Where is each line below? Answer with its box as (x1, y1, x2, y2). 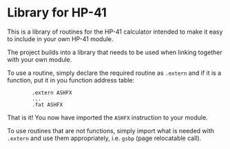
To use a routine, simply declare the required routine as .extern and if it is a (7, 69, 222, 77)
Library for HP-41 (7, 5, 107, 21)
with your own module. (7, 55, 72, 63)
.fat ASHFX (32, 101, 63, 108)
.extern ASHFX (32, 89, 72, 96)
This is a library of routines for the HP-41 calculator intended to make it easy (7, 27, 223, 36)
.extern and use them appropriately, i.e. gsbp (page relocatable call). (7, 134, 202, 142)
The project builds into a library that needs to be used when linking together (7, 48, 222, 56)
